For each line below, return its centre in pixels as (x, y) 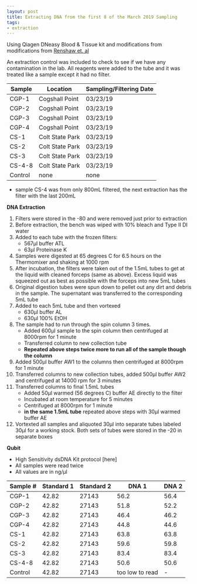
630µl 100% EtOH (45, 318)
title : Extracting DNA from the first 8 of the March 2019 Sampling (92, 17)
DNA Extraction (26, 207)
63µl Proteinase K (45, 250)
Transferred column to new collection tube (75, 343)
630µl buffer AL (43, 312)
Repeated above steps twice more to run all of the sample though (105, 349)
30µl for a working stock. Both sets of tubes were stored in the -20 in (98, 430)
